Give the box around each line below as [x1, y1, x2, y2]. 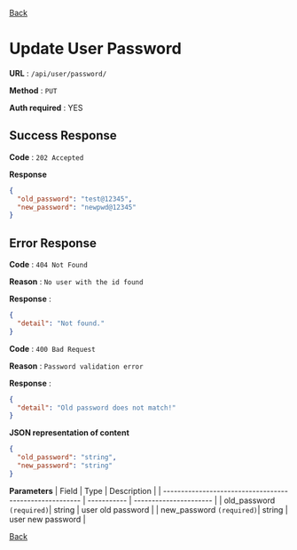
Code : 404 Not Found [9, 259, 89, 270]
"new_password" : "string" [17, 461, 113, 470]
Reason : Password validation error [9, 360, 144, 371]
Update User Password [9, 39, 182, 59]
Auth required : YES [9, 102, 83, 113]
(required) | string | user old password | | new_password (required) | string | [9, 504, 288, 514]
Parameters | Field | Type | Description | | [9, 485, 161, 496]
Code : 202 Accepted [9, 151, 84, 163]
